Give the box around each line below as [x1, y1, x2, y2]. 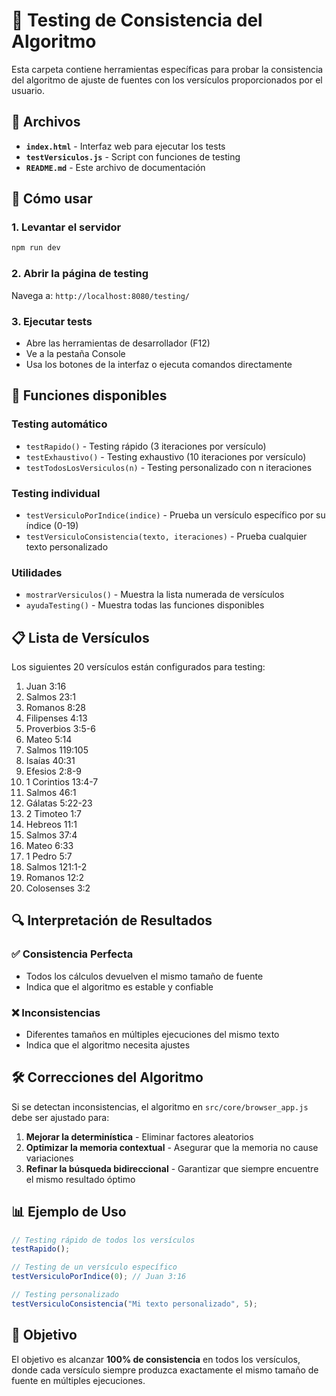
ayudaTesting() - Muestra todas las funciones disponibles [25, 599, 265, 611]
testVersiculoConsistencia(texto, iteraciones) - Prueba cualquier [25, 530, 308, 542]
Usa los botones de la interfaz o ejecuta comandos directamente [25, 358, 293, 370]
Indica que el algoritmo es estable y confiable [25, 980, 214, 993]
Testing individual [11, 486, 101, 500]
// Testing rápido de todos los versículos [11, 1235, 196, 1245]
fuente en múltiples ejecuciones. [11, 1374, 146, 1386]
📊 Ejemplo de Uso [11, 1204, 127, 1221]
